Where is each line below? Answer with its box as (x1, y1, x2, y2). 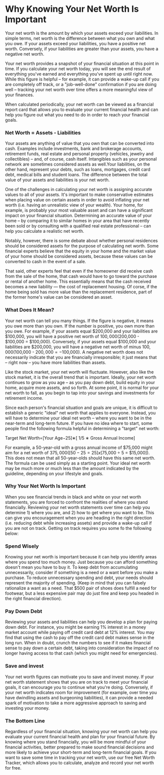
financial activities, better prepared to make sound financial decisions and (5, 744, 154, 750)
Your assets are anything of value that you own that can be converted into (5, 140, 154, 146)
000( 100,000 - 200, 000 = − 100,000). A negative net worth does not (5, 349, 143, 355)
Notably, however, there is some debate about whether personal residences (5, 238, 158, 244)
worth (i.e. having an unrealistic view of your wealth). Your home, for (5, 202, 143, 208)
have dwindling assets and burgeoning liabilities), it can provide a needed (5, 694, 153, 700)
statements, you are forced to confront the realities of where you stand (5, 499, 148, 505)
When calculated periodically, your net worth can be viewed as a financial (5, 101, 154, 107)
